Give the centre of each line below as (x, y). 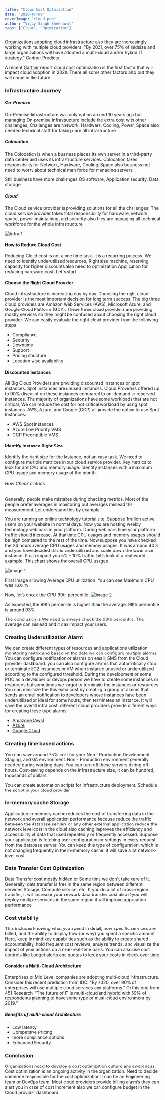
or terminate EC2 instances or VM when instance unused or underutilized (80, 669)
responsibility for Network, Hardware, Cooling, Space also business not (78, 164)
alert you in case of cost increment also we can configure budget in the (78, 1087)
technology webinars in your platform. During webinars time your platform (80, 529)
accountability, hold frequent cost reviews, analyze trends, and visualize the (82, 944)
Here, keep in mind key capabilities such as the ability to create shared (77, 939)
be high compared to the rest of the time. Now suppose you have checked (81, 540)
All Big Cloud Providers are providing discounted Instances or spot (73, 383)
